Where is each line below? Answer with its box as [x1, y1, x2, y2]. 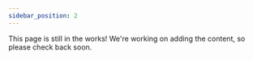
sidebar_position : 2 [8, 11, 79, 20]
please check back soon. [8, 42, 92, 52]
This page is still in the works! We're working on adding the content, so [8, 34, 246, 43]
